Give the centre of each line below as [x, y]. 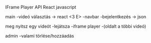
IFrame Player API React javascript [41, 7]
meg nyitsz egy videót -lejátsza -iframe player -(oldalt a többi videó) [76, 26]
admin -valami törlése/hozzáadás [40, 36]
